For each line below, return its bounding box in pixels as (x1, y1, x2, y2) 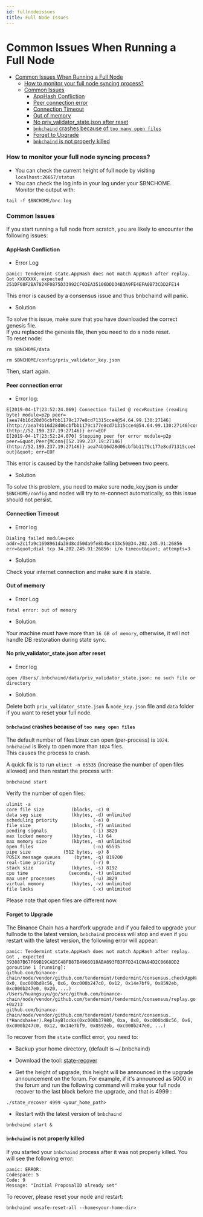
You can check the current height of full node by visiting (14, 167, 155, 174)
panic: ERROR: (6, 1166, 42, 1172)
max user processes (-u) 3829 (6, 876, 118, 882)
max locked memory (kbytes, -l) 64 (6, 833, 112, 839)
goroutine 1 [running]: (6, 965, 66, 971)
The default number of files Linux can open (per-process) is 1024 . (6, 736, 169, 744)
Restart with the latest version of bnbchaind (14, 1110, 122, 1118)
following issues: (6, 232, 48, 239)
